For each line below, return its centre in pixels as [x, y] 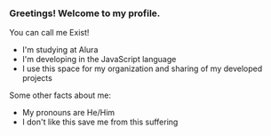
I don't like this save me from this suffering [100, 122]
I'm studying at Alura [60, 50]
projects [37, 78]
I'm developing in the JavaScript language [99, 60]
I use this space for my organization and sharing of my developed [142, 68]
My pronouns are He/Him [68, 113]
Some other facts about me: [60, 95]
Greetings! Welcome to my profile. [85, 13]
